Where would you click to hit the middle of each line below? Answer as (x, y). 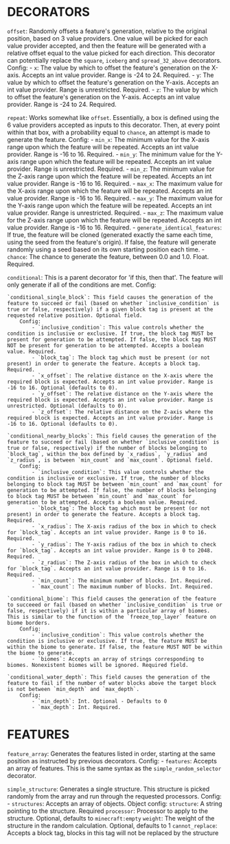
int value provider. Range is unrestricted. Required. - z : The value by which (113, 90)
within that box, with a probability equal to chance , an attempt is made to (109, 132)
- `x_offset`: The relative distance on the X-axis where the (123, 375)
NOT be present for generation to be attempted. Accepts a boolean (106, 345)
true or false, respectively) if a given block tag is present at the (110, 309)
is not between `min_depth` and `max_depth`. (73, 689)
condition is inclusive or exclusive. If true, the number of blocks (109, 478)
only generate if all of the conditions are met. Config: (82, 285)
